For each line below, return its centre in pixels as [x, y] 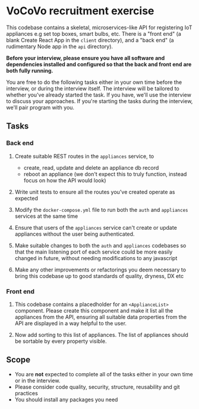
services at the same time [46, 216]
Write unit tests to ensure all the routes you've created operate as [95, 192]
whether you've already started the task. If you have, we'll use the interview [99, 95]
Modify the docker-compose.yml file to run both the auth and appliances [101, 210]
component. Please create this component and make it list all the [94, 310]
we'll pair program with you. [40, 107]
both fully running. [30, 70]
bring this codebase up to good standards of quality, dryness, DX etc [99, 276]
